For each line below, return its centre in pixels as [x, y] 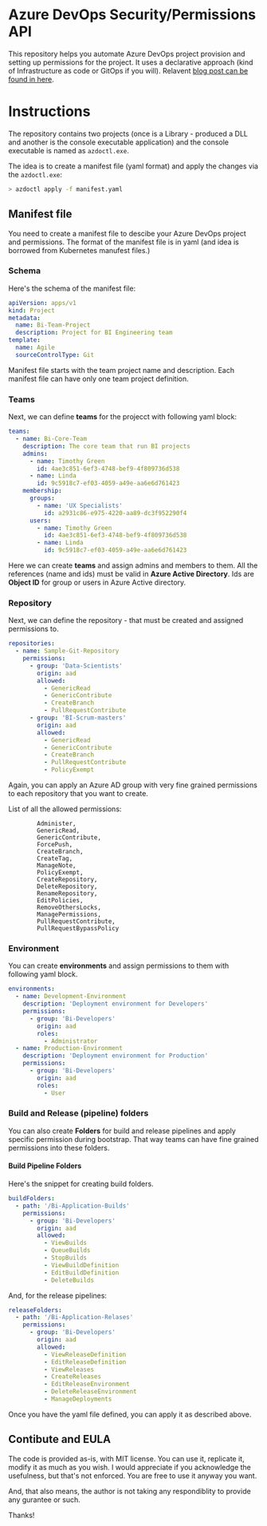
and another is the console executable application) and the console [119, 142]
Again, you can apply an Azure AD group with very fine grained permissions [133, 785]
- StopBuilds [65, 1258]
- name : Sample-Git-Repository [67, 651]
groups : [42, 498]
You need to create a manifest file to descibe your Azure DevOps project [127, 233]
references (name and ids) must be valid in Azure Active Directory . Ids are [132, 574]
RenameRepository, [67, 894]
